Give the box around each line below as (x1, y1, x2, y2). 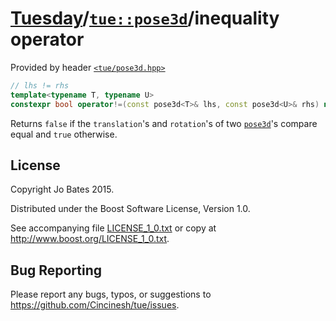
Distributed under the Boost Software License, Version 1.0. (10, 203, 251, 215)
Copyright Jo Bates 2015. (10, 183, 115, 196)
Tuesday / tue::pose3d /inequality (10, 7, 280, 30)
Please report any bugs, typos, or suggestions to (10, 288, 212, 301)
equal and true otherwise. (10, 128, 118, 140)
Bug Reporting (10, 262, 103, 279)
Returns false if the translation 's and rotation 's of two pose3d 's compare (10, 117, 318, 129)
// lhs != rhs (10, 80, 70, 91)
